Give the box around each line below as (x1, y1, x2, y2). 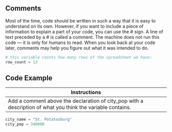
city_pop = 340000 (5, 122, 45, 127)
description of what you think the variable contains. (8, 104, 132, 111)
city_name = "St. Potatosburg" (5, 117, 72, 122)
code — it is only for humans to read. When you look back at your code (5, 39, 156, 46)
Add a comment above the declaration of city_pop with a (8, 97, 143, 104)
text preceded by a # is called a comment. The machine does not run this (5, 34, 160, 40)
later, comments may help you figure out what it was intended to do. (5, 45, 149, 51)
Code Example (5, 74, 53, 82)
